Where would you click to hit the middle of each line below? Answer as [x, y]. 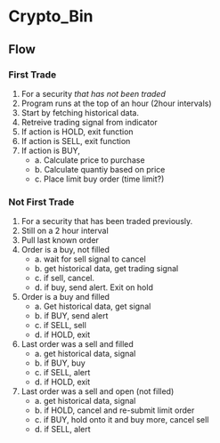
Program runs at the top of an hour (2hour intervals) [116, 103]
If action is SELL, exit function [76, 141]
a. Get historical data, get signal [93, 306]
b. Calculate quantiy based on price [100, 169]
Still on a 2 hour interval [65, 231]
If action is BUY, [51, 150]
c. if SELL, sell [60, 326]
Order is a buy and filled [65, 297]
